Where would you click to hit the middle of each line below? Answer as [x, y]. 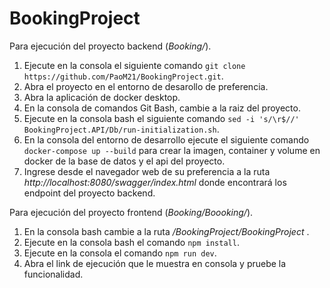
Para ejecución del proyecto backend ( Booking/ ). [110, 46]
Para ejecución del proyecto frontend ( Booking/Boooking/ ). [131, 212]
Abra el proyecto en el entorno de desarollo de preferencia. [146, 86]
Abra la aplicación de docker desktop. [102, 97]
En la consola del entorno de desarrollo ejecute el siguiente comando [166, 139]
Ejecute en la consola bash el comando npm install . [131, 242]
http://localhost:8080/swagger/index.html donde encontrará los [155, 182]
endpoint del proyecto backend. [89, 193]
